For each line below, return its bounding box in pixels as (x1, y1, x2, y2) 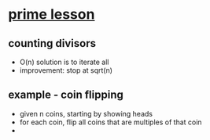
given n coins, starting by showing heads (19, 109, 153, 118)
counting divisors (8, 37, 97, 50)
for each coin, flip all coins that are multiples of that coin (19, 117, 202, 127)
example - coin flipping (8, 88, 124, 102)
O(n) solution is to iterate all (19, 57, 109, 66)
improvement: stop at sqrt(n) (19, 66, 112, 75)
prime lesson (8, 5, 95, 23)
